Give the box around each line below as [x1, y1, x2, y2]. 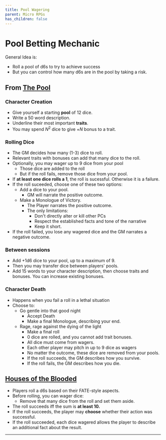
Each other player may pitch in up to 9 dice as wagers [27, 344, 137, 350]
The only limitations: [27, 208, 68, 214]
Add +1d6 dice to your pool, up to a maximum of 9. [12, 258, 116, 264]
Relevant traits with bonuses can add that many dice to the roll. [12, 155, 141, 161]
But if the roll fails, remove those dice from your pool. [19, 170, 128, 176]
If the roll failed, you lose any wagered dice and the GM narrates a [12, 228, 147, 234]
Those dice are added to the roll [19, 165, 85, 171]
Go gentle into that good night [19, 308, 81, 314]
